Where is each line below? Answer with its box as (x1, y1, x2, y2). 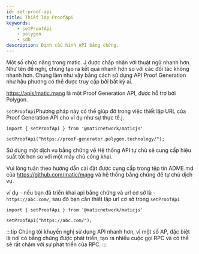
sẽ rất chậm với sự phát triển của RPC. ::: (6, 241, 107, 248)
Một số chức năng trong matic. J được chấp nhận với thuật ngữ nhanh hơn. (6, 58, 191, 66)
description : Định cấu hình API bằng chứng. (6, 43, 119, 49)
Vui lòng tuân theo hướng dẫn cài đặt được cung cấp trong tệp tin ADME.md (6, 165, 194, 172)
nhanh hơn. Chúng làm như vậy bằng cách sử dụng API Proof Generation (6, 71, 186, 79)
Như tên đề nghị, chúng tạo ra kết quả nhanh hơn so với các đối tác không (6, 65, 190, 72)
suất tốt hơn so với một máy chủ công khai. (6, 153, 113, 160)
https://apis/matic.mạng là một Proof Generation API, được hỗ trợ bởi (6, 89, 176, 97)
